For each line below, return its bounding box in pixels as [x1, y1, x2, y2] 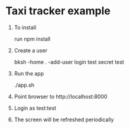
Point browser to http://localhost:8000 [14, 93, 108, 100]
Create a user [14, 46, 48, 54]
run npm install [14, 35, 51, 42]
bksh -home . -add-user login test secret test [14, 58, 125, 65]
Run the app [14, 70, 44, 77]
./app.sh [14, 81, 35, 89]
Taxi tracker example [5, 4, 110, 18]
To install [14, 24, 37, 31]
